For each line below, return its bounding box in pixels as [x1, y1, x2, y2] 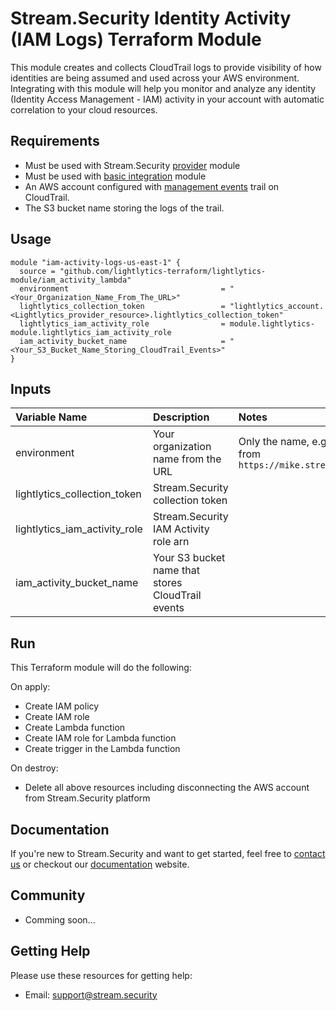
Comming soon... [24, 913, 96, 926]
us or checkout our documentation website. [10, 858, 190, 870]
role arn [152, 535, 190, 549]
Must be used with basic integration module [24, 170, 207, 182]
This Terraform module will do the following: [10, 662, 192, 674]
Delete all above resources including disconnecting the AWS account [24, 782, 310, 794]
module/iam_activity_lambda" [10, 275, 132, 285]
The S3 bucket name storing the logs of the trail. [24, 202, 225, 214]
